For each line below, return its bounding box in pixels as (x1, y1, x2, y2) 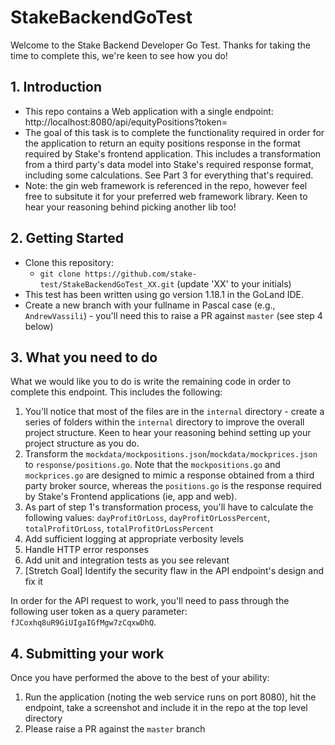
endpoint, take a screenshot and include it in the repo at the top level (24, 702, 308, 714)
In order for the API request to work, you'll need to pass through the (10, 595, 290, 607)
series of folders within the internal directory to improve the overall (24, 416, 305, 428)
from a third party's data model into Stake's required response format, (24, 158, 314, 170)
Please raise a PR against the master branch (24, 723, 206, 735)
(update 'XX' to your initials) (176, 277, 292, 290)
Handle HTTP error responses (24, 544, 149, 556)
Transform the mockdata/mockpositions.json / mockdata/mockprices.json (24, 448, 318, 460)
